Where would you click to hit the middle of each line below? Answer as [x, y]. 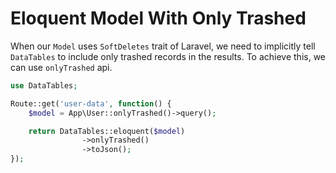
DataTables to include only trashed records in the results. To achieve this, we [168, 56]
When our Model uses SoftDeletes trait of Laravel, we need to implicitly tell [163, 46]
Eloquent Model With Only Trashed [158, 18]
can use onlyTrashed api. [61, 67]
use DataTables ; [44, 85]
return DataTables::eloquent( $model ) [107, 131]
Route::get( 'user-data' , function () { [91, 103]
